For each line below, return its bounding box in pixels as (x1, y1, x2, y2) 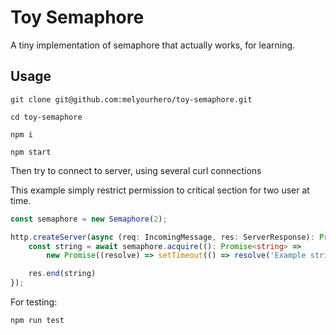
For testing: (10, 296, 58, 308)
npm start (10, 147, 52, 157)
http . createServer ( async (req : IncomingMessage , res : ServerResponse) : (10, 232, 315, 242)
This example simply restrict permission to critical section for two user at (10, 184, 310, 196)
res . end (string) (28, 269, 97, 279)
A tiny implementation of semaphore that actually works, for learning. (10, 39, 296, 51)
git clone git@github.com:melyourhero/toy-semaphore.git (10, 94, 253, 105)
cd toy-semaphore (10, 112, 83, 122)
